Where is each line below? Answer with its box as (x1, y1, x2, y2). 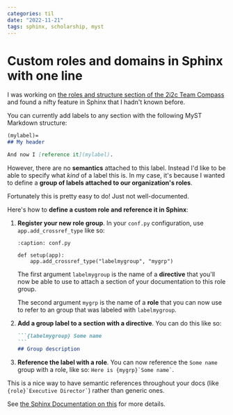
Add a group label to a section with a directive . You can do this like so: (17, 319, 222, 327)
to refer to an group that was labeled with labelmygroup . (17, 305, 177, 314)
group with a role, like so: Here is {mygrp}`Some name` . (17, 365, 175, 373)
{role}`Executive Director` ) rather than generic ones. (7, 386, 165, 394)
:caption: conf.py (17, 239, 71, 246)
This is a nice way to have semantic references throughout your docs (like (7, 379, 219, 387)
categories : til (7, 10, 54, 17)
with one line (7, 67, 83, 83)
